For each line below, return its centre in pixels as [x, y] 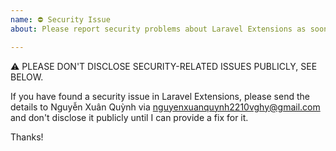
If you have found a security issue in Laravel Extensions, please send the [160, 96]
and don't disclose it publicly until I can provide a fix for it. [129, 117]
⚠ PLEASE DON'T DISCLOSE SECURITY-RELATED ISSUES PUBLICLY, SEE [164, 66]
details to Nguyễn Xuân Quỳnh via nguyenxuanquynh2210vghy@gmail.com [165, 107]
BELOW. [27, 77]
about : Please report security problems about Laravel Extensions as [158, 29]
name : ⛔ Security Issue [60, 19]
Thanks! [27, 137]
